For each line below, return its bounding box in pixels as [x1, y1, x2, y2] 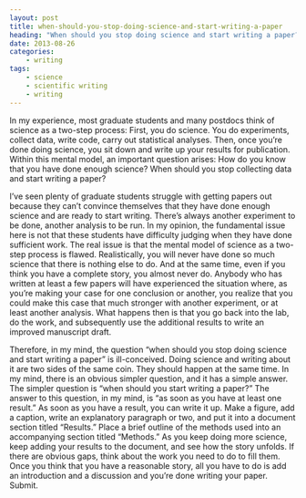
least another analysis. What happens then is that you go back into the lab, [9, 306, 290, 317]
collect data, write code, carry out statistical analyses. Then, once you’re [9, 134, 282, 145]
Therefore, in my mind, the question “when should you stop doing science [9, 344, 287, 355]
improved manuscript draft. [9, 326, 112, 337]
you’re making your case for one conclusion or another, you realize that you [9, 287, 293, 298]
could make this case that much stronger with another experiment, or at [9, 297, 279, 308]
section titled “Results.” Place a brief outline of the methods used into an [9, 421, 281, 432]
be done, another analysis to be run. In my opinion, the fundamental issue [9, 220, 286, 231]
